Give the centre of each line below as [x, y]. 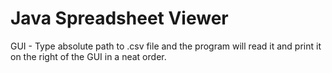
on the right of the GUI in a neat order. [88, 56]
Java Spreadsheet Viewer [119, 18]
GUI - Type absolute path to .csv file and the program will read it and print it [166, 46]
